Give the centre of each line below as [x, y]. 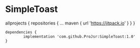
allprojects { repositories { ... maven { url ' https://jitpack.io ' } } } [70, 23]
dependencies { [21, 32]
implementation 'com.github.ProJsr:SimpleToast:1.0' [80, 36]
